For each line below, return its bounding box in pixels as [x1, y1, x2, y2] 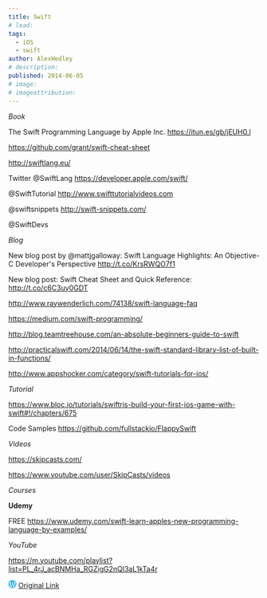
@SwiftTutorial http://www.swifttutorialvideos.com [8, 188, 174, 199]
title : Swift [8, 13, 52, 21]
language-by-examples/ [8, 525, 88, 534]
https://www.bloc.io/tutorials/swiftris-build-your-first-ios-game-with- [8, 399, 236, 409]
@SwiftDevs [8, 219, 49, 229]
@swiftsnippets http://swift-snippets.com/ [8, 204, 147, 214]
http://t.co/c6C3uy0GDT [8, 283, 88, 293]
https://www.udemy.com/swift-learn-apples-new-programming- [27, 516, 239, 525]
